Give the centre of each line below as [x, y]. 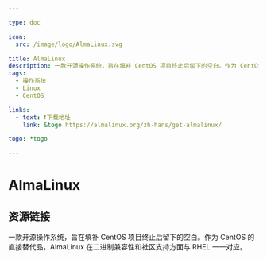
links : [19, 110]
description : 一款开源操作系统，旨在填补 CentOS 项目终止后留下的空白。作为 [122, 66]
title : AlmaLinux [37, 59]
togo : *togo [28, 139]
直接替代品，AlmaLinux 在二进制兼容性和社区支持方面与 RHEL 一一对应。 [128, 247]
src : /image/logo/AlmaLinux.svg [69, 44]
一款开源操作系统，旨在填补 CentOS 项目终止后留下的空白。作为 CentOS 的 [132, 237]
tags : [17, 73]
